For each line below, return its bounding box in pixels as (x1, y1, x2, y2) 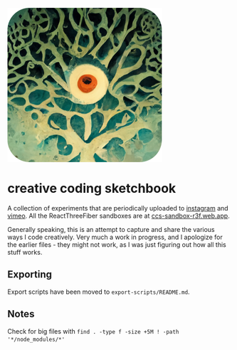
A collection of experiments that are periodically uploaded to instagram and (7, 203, 229, 212)
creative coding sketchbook (7, 181, 177, 196)
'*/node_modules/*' (7, 336, 65, 343)
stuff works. (7, 248, 43, 256)
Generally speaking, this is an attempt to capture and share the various (7, 225, 215, 233)
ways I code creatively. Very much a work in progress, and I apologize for (7, 233, 223, 241)
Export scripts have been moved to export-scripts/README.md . (7, 287, 190, 296)
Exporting (7, 268, 52, 281)
